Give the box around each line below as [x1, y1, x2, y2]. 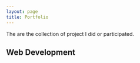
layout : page [6, 8, 38, 15]
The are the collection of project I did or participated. [6, 30, 134, 37]
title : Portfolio [6, 14, 49, 20]
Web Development [6, 47, 75, 57]
